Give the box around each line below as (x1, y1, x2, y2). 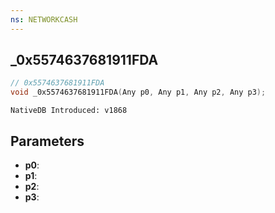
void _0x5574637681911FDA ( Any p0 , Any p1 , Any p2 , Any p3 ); (10, 87, 267, 98)
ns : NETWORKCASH (10, 14, 78, 25)
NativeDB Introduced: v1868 (10, 106, 128, 116)
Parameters (10, 132, 85, 150)
